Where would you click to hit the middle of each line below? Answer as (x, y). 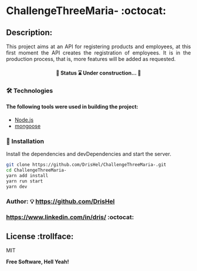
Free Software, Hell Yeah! (38, 262)
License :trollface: (40, 236)
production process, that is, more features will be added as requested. (91, 59)
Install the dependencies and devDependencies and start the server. (89, 154)
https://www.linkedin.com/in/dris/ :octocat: (70, 217)
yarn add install (27, 175)
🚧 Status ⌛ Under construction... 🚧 (98, 73)
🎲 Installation (25, 141)
